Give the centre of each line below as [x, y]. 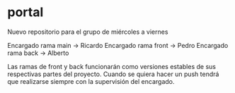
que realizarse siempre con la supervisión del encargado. [91, 81]
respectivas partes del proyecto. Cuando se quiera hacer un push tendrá [113, 74]
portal [25, 12]
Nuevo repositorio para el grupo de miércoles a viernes [88, 32]
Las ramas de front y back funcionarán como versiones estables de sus [111, 66]
